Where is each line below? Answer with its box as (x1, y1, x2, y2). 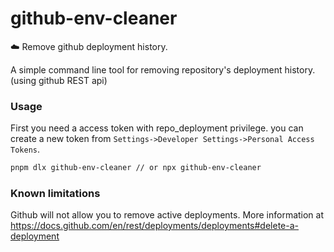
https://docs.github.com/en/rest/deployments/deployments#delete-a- (10, 220, 300, 232)
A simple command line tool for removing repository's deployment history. (10, 63, 316, 76)
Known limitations (10, 187, 101, 201)
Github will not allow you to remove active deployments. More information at (10, 209, 325, 221)
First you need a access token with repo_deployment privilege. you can (10, 122, 304, 134)
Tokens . (10, 143, 40, 156)
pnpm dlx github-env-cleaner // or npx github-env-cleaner (10, 163, 262, 173)
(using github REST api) (10, 74, 108, 86)
